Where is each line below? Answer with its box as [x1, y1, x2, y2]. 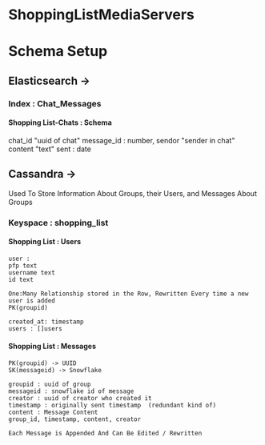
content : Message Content [8, 408, 98, 417]
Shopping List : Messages [8, 342, 96, 351]
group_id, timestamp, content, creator [8, 415, 142, 423]
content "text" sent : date [8, 144, 92, 154]
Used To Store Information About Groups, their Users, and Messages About [8, 188, 258, 198]
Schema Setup [8, 42, 108, 61]
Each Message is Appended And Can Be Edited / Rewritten [8, 430, 203, 438]
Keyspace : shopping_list [8, 217, 109, 228]
